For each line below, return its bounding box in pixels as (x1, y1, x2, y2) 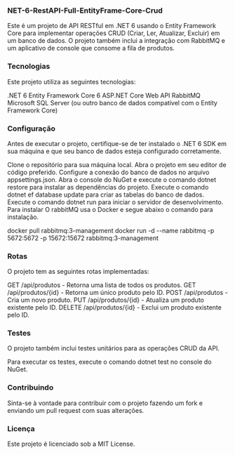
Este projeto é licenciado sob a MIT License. (7, 440, 135, 448)
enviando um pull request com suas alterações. (7, 406, 145, 414)
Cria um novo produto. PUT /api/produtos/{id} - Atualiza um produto (7, 296, 205, 304)
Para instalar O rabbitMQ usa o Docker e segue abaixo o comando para (7, 205, 213, 213)
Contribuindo (7, 383, 54, 393)
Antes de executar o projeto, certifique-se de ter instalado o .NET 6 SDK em (7, 139, 227, 147)
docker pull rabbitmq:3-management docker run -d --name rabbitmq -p (7, 226, 215, 235)
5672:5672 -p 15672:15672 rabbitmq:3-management (7, 234, 159, 242)
